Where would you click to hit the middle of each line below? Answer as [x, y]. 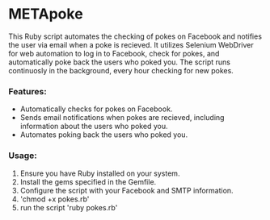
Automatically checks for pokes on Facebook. [96, 109]
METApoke [46, 14]
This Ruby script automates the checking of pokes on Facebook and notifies [135, 36]
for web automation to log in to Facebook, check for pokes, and [114, 53]
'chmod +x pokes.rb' [55, 199]
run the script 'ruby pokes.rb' [69, 207]
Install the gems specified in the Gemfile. [88, 181]
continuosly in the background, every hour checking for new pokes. [121, 70]
